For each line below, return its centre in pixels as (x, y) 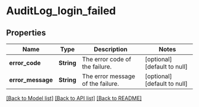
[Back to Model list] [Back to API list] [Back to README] (74, 98)
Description (111, 49)
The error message (109, 76)
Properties (26, 33)
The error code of (107, 59)
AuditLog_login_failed (61, 11)
